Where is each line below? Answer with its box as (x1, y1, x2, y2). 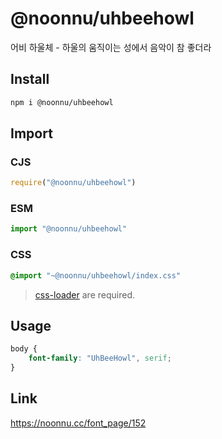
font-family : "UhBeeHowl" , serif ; (28, 353, 172, 364)
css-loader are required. (34, 288, 135, 301)
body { (10, 344, 38, 354)
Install (10, 71, 50, 88)
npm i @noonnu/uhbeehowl (10, 97, 114, 107)
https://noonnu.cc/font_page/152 (10, 417, 147, 429)
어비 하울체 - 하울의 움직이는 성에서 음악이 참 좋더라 (10, 41, 212, 53)
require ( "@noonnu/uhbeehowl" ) (10, 178, 137, 188)
